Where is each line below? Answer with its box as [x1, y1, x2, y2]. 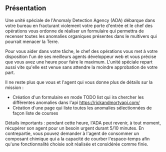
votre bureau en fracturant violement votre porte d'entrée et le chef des [5, 22, 153, 28]
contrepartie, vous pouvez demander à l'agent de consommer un [5, 130, 139, 136]
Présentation [5, 4, 46, 12]
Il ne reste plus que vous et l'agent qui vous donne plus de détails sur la [5, 79, 153, 85]
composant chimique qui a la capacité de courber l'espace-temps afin [5, 135, 150, 141]
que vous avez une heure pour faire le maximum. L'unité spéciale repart [5, 58, 153, 64]
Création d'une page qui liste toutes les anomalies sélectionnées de [12, 104, 152, 110]
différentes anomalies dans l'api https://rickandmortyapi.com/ [12, 99, 140, 105]
